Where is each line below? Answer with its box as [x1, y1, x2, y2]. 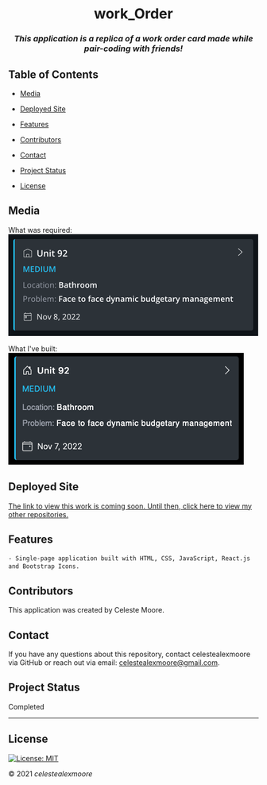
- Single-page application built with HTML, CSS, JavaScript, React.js [8, 555, 250, 563]
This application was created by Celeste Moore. [8, 605, 164, 615]
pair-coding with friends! [83, 43, 184, 54]
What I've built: [8, 343, 58, 354]
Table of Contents [8, 68, 99, 81]
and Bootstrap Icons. [8, 563, 80, 570]
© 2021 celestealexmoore [8, 768, 93, 779]
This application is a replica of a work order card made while [14, 33, 253, 44]
